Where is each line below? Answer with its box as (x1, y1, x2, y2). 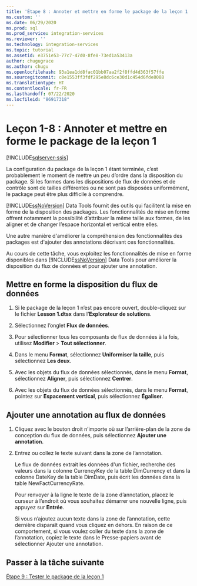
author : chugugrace (6, 58, 54, 64)
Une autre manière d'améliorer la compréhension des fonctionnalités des (6, 232, 183, 239)
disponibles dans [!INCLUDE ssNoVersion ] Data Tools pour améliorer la (6, 256, 177, 263)
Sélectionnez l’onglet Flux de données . (14, 322, 110, 329)
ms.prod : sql (6, 25, 38, 31)
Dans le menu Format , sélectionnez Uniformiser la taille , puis (14, 351, 165, 358)
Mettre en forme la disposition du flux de (6, 279, 158, 289)
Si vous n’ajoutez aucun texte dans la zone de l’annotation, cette (14, 515, 171, 522)
